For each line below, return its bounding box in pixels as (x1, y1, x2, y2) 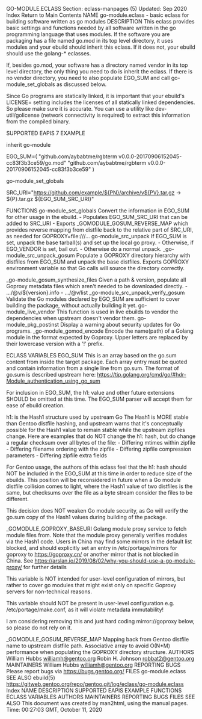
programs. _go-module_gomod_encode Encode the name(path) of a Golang (6, 327, 194, 335)
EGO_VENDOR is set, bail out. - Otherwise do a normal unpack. (6, 245, 162, 252)
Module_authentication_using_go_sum (6, 377, 100, 384)
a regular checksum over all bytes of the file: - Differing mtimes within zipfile (6, 439, 195, 446)
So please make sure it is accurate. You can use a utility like (6, 105, 155, 112)
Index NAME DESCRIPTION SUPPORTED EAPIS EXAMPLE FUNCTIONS (6, 687, 182, 694)
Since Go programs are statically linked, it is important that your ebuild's (6, 93, 185, 99)
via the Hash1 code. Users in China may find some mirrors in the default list (6, 538, 192, 545)
